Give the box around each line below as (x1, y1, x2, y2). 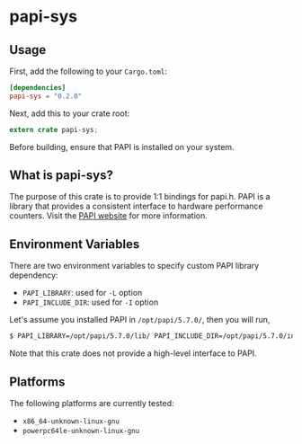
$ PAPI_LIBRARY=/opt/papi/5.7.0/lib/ (9, 332, 151, 341)
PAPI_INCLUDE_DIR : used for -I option (22, 297, 159, 307)
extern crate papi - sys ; (9, 125, 99, 134)
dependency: (9, 270, 58, 280)
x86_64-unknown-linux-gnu (22, 416, 120, 426)
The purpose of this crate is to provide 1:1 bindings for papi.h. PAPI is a (9, 191, 271, 202)
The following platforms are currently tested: (9, 397, 174, 408)
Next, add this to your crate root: (9, 108, 130, 119)
